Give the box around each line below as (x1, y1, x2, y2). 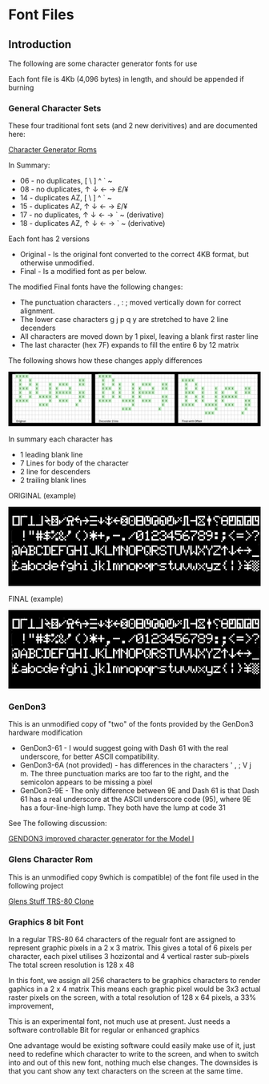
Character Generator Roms (8, 145, 98, 155)
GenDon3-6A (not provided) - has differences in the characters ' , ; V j (19, 760, 252, 770)
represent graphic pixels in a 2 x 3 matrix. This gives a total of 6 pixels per (8, 943, 252, 953)
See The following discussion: (8, 819, 107, 828)
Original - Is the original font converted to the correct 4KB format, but (19, 250, 250, 260)
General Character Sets (8, 103, 102, 114)
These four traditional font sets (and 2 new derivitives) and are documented (8, 121, 258, 131)
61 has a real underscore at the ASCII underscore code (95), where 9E (19, 795, 251, 804)
